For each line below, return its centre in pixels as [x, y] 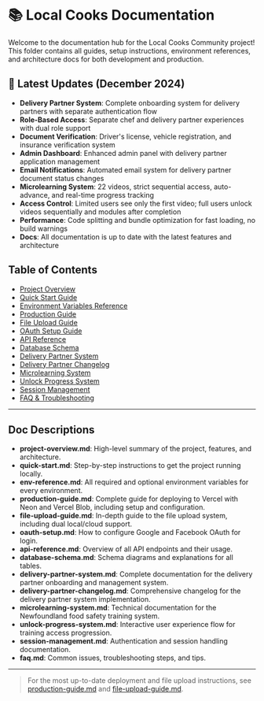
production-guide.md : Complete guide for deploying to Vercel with [128, 499]
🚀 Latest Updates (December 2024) [97, 84]
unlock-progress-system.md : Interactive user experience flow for [127, 625]
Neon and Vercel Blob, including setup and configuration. [112, 507]
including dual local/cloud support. [76, 524]
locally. [31, 474]
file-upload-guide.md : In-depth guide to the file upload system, [123, 516]
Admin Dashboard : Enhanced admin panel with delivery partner [123, 153]
